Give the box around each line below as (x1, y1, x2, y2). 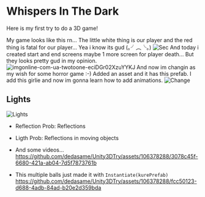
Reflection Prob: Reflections (15, 122, 86, 130)
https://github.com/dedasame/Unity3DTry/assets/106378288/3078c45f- (15, 152, 198, 160)
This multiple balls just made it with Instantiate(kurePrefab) (15, 171, 169, 178)
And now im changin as (136, 63, 196, 71)
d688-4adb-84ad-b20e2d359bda (15, 184, 102, 191)
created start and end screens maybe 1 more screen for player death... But (6, 50, 194, 58)
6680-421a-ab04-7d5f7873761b (15, 159, 97, 166)
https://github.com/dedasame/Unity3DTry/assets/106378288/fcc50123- (15, 177, 197, 185)
